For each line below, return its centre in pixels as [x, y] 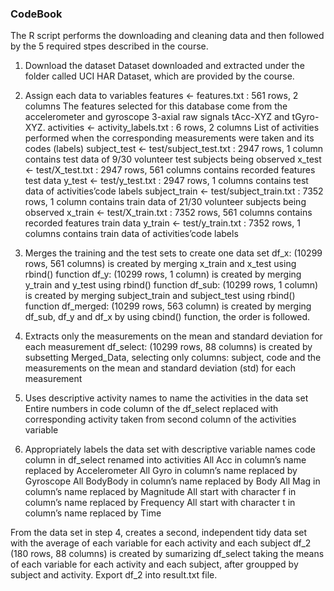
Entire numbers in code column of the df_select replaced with [151, 409]
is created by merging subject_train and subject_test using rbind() [160, 296]
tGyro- [305, 117]
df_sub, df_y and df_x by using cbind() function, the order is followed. [167, 317]
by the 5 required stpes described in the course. [109, 46]
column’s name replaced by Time [93, 513]
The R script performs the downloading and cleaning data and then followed [167, 36]
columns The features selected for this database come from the [156, 106]
